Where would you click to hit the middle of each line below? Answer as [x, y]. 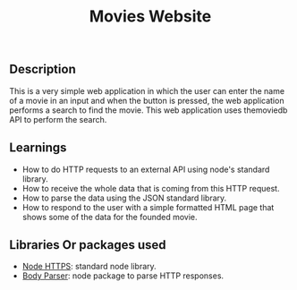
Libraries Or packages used [88, 245]
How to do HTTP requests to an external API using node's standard [146, 169]
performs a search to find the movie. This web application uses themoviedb [148, 110]
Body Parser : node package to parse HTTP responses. [123, 276]
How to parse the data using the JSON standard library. [124, 198]
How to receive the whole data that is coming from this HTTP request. [151, 188]
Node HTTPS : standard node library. [89, 267]
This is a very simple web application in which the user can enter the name [147, 90]
